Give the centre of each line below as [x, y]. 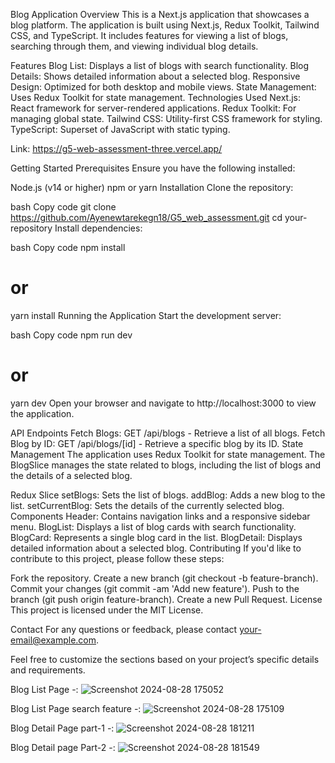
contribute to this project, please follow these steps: [117, 558]
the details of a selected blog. [71, 475]
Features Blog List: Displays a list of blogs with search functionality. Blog [160, 65]
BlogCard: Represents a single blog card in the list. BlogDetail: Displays [156, 537]
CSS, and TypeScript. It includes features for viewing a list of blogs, [149, 35]
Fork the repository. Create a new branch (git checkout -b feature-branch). [164, 578]
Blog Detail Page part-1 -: [62, 728]
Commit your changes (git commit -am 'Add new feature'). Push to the [155, 588]
